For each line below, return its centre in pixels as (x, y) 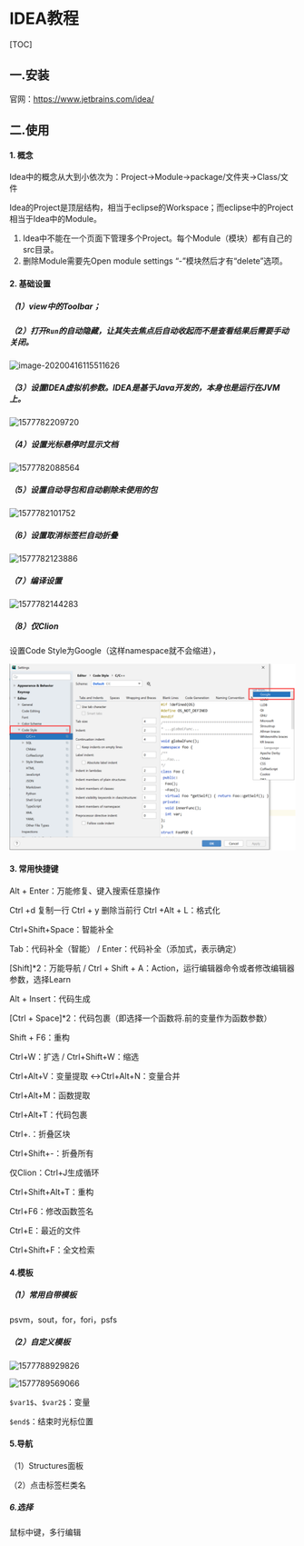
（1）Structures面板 (47, 1465)
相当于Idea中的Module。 (55, 219)
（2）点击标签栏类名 (48, 1485)
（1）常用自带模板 (43, 1295)
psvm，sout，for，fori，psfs (64, 1320)
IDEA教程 (44, 19)
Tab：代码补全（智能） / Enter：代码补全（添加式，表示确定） (125, 949)
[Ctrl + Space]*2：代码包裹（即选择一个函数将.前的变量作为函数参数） (141, 1018)
